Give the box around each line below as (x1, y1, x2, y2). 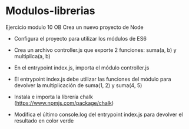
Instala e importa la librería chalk (14, 93, 94, 100)
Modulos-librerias (5, 4, 95, 18)
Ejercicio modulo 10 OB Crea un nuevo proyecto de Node (5, 24, 144, 31)
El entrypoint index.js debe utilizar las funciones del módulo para (14, 75, 171, 82)
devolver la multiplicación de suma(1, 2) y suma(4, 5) (14, 81, 142, 89)
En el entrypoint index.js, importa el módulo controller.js (14, 64, 150, 71)
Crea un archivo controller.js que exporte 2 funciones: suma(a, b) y (14, 46, 177, 54)
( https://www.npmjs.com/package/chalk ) (14, 99, 114, 107)
